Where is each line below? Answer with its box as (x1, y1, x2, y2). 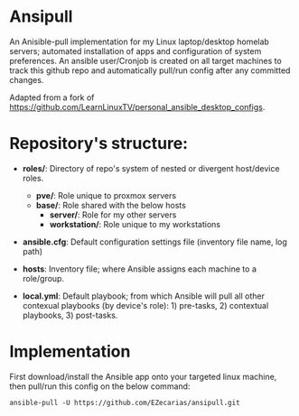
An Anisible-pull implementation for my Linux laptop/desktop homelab (9, 36, 269, 47)
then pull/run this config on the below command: (9, 381, 191, 392)
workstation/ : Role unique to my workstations (49, 218, 221, 229)
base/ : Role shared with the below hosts (35, 199, 187, 210)
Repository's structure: (9, 134, 188, 154)
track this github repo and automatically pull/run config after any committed (9, 65, 291, 76)
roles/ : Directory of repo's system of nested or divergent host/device (22, 162, 280, 173)
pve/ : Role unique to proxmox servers (35, 190, 177, 200)
